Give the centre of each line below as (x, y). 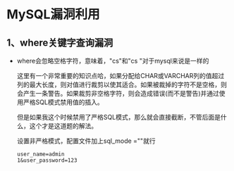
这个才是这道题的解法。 (63, 126)
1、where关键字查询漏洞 (60, 43)
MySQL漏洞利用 (53, 14)
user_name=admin (41, 154)
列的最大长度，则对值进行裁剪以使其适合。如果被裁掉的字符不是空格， (119, 84)
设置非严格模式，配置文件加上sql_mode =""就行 (86, 141)
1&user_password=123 (47, 160)
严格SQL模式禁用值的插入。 (63, 102)
